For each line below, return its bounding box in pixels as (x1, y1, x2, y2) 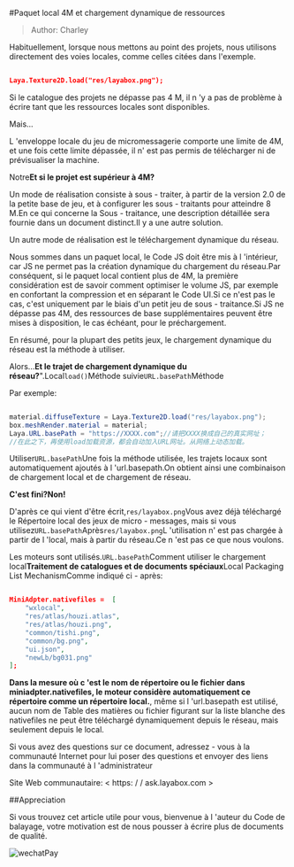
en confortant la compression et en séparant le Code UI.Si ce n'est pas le (9, 289, 275, 299)
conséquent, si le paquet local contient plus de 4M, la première (9, 270, 238, 281)
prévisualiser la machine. (9, 154, 100, 165)
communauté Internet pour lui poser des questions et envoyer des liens (9, 751, 269, 762)
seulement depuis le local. (9, 724, 104, 735)
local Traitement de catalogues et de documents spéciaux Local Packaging (9, 561, 284, 572)
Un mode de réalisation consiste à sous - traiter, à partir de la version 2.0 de (9, 189, 286, 199)
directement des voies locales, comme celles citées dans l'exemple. (9, 51, 256, 61)
